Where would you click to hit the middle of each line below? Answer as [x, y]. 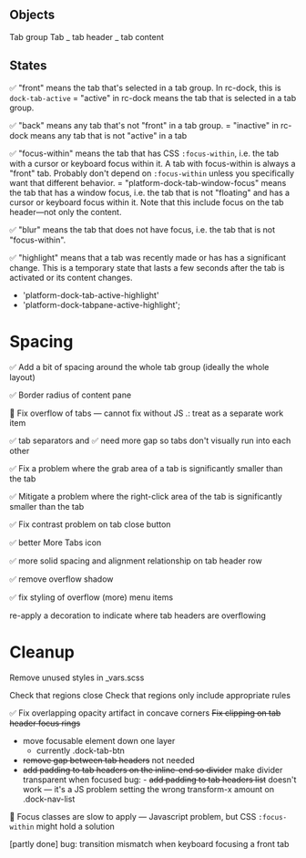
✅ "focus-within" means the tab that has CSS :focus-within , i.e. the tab [144, 153]
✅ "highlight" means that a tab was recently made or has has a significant [148, 257]
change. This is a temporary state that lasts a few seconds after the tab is [147, 267]
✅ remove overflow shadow [61, 579]
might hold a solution [76, 826]
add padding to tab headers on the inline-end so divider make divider [153, 770]
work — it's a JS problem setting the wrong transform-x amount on [148, 789]
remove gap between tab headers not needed [109, 760]
